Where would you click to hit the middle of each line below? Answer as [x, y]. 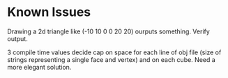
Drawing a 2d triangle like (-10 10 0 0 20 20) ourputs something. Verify [109, 31]
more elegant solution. [39, 67]
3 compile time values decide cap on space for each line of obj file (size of [114, 52]
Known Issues [49, 12]
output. [17, 38]
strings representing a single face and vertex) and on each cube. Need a [112, 59]
